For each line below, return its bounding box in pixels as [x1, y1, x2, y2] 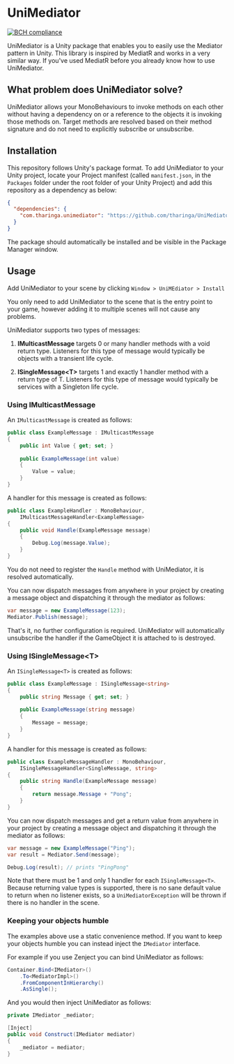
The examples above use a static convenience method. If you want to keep [7, 931, 222, 940]
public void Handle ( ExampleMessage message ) [19, 527, 151, 534]
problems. [7, 312, 36, 320]
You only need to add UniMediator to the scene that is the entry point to [7, 297, 213, 306]
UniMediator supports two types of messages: [7, 326, 141, 334]
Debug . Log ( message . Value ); [32, 539, 111, 547]
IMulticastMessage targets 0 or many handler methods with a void [17, 339, 210, 347]
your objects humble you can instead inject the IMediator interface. [7, 939, 201, 947]
